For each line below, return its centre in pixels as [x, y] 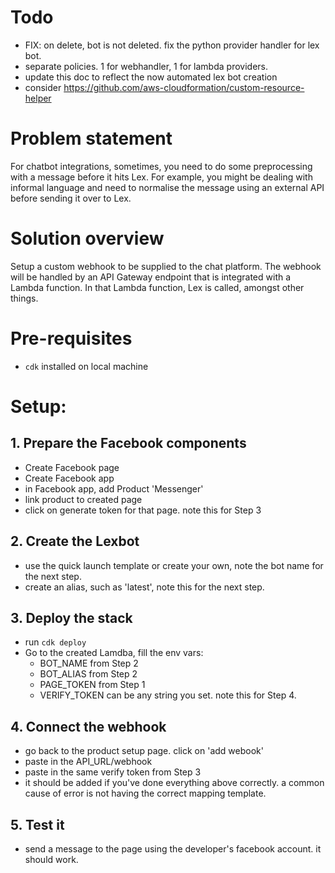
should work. [51, 859]
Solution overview [87, 238]
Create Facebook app [69, 478]
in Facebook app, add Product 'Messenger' [114, 488]
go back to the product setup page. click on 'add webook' [144, 751]
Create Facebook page [72, 467]
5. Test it [37, 824]
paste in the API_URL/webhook [88, 762]
